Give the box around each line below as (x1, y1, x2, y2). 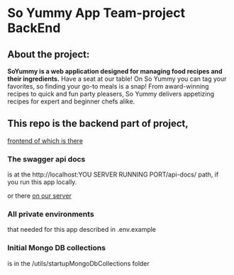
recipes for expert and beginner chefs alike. (7, 97, 135, 106)
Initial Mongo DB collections (7, 243, 106, 253)
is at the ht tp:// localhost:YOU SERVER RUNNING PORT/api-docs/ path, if (7, 170, 219, 179)
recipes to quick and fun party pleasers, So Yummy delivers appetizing (7, 90, 215, 98)
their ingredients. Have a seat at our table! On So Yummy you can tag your (7, 74, 227, 83)
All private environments (7, 209, 94, 219)
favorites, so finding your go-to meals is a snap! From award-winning (7, 82, 209, 90)
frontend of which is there (7, 136, 84, 145)
